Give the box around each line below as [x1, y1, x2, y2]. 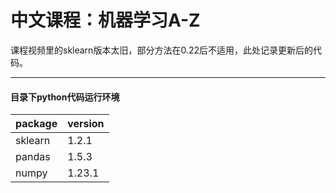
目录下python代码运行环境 [10, 91, 120, 103]
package [15, 117, 58, 131]
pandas [15, 150, 51, 164]
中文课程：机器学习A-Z [10, 9, 201, 32]
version [67, 117, 105, 131]
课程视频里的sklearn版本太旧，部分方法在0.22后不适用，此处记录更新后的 [10, 44, 313, 56]
